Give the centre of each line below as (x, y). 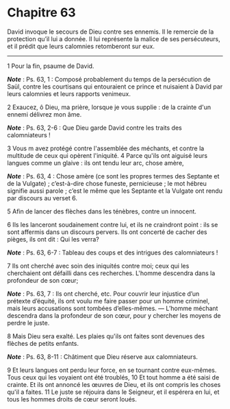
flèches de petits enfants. (43, 343)
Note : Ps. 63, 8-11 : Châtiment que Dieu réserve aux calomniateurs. (103, 357)
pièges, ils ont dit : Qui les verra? (53, 239)
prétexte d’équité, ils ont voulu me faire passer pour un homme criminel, (108, 301)
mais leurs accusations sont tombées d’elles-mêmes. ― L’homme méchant (113, 308)
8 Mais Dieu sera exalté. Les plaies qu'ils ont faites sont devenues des (106, 336)
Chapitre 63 (42, 13)
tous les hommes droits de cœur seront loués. (72, 399)
